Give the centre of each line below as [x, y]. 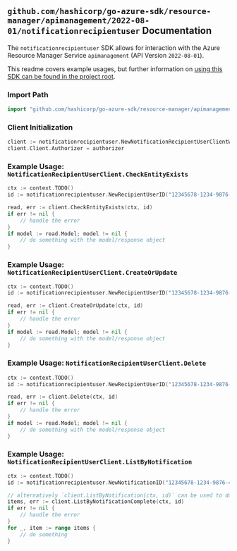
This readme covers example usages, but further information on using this [115, 69]
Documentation [177, 31]
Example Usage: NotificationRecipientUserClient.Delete [107, 363]
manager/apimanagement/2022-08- [79, 21]
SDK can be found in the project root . [61, 76]
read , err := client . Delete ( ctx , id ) [63, 397]
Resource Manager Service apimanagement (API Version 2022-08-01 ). [106, 55]
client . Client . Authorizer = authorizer [66, 149]
